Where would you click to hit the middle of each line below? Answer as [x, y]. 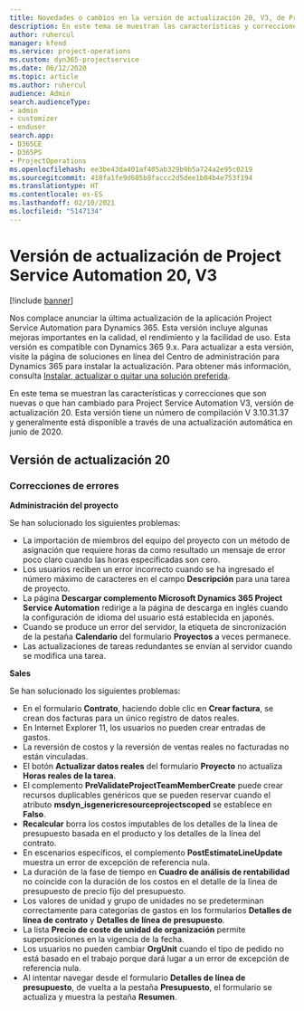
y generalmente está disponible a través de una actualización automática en [151, 422]
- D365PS [26, 152]
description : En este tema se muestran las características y [129, 26]
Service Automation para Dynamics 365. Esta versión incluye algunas [139, 328]
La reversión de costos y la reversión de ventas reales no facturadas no [156, 747]
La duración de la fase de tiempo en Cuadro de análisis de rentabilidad [156, 872]
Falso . [34, 815]
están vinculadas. [55, 757]
